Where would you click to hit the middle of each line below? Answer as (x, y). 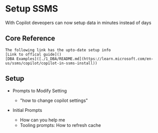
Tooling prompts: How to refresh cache (60, 125)
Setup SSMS (32, 9)
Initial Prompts (27, 110)
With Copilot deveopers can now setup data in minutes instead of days (78, 23)
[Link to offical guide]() (33, 54)
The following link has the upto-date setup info (58, 50)
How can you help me (42, 120)
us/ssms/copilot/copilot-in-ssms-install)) (51, 63)
